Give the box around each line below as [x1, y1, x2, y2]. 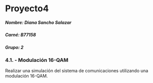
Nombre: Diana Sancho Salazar [5, 19, 72, 25]
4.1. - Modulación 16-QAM [5, 56, 69, 63]
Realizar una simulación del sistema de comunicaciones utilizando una [5, 68, 149, 74]
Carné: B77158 [5, 32, 36, 38]
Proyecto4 [5, 3, 49, 14]
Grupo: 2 [5, 44, 24, 50]
